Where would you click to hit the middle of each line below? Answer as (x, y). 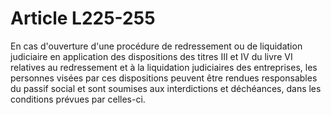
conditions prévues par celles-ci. (78, 99)
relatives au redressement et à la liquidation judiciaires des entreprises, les (164, 67)
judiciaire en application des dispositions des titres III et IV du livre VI (151, 56)
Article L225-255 (83, 18)
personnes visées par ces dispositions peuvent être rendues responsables (164, 78)
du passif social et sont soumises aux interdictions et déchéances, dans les (166, 88)
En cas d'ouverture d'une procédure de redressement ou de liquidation (156, 46)
